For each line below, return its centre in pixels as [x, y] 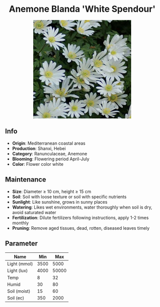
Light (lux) [17, 271]
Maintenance [26, 180]
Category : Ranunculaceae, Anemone [50, 153]
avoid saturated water [34, 212]
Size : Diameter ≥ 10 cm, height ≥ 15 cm [52, 191]
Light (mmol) [20, 264]
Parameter [22, 243]
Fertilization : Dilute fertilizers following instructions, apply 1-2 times [80, 217]
